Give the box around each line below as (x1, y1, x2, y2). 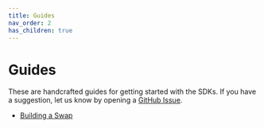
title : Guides (8, 11, 56, 20)
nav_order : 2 (8, 19, 52, 27)
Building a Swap (19, 111, 73, 120)
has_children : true (8, 26, 73, 34)
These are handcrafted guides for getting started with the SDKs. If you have (8, 87, 257, 96)
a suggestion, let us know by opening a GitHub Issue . (8, 95, 183, 105)
